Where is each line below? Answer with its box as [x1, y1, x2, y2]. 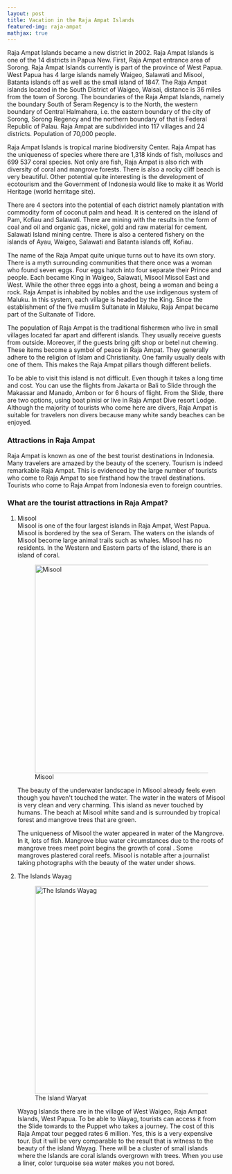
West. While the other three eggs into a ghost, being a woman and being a [7, 280, 220, 289]
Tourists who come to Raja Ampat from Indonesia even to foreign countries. [7, 480, 223, 489]
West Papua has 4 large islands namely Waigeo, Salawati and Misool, [7, 71, 205, 79]
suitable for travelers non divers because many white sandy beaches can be [7, 411, 225, 419]
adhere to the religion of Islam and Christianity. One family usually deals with [7, 353, 226, 362]
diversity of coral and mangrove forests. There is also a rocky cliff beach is [7, 165, 221, 174]
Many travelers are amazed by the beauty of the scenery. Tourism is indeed [7, 459, 223, 467]
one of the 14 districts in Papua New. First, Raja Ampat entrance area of [7, 56, 211, 65]
